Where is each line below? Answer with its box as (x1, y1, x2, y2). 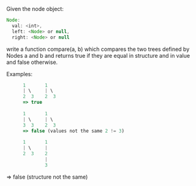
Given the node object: (6, 6, 64, 12)
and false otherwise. (6, 58, 58, 66)
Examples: (6, 70, 32, 77)
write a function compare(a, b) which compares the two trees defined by (6, 45, 190, 53)
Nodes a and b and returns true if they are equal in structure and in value (6, 52, 190, 59)
